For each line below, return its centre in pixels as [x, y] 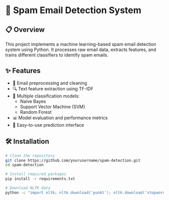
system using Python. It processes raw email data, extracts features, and [81, 49]
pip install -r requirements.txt [40, 179]
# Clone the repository [30, 156]
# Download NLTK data [28, 188]
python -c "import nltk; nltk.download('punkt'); [58, 192]
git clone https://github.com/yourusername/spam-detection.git [73, 160]
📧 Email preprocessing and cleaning [50, 83]
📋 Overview [25, 30]
